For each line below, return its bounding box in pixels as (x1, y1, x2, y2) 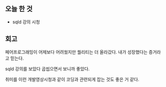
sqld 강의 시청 (12, 19, 40, 25)
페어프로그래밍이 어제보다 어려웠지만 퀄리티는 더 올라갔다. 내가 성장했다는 (5, 49, 148, 55)
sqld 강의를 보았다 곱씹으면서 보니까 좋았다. (5, 66, 90, 72)
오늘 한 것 (5, 4, 33, 13)
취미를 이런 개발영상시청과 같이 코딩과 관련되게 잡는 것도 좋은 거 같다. (5, 76, 140, 82)
